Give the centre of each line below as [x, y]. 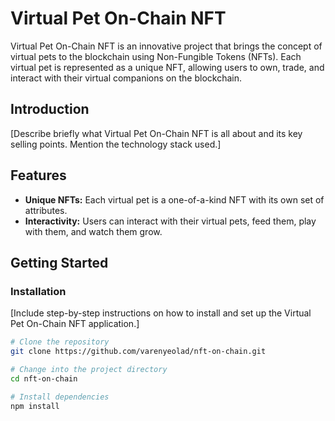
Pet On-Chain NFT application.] [75, 324]
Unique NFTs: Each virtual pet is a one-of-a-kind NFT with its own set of [174, 199]
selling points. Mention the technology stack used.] [116, 144]
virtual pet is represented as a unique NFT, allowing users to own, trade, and [167, 67]
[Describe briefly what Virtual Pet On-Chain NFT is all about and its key [156, 133]
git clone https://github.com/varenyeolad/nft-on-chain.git [138, 352]
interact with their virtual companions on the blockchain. [126, 78]
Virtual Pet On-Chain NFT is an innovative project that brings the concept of [166, 46]
